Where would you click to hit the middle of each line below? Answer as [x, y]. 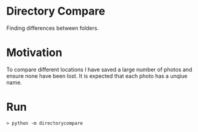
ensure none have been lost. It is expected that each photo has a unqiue [97, 76]
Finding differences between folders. [53, 28]
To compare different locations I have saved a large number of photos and [99, 69]
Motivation [34, 53]
